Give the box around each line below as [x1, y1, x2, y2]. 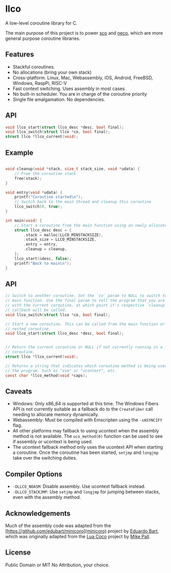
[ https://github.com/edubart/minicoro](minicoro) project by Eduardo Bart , [5, 528, 159, 534]
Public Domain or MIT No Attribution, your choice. [5, 562, 110, 568]
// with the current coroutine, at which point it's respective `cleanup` [5, 303, 167, 308]
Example [5, 148, 34, 157]
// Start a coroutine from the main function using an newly [14, 223, 147, 228]
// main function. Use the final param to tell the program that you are [5, 298, 165, 303]
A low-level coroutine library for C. [5, 20, 78, 26]
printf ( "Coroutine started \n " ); [14, 195, 83, 200]
